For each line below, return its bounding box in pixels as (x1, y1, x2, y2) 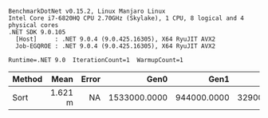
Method (12, 73, 43, 85)
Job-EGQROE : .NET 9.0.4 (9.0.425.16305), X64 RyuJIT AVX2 (15, 42, 216, 50)
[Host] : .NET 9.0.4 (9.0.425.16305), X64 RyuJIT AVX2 (15, 35, 216, 43)
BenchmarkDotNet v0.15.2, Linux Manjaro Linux (8, 7, 166, 15)
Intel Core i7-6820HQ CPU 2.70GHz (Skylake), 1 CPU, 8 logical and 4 (8, 14, 245, 22)
